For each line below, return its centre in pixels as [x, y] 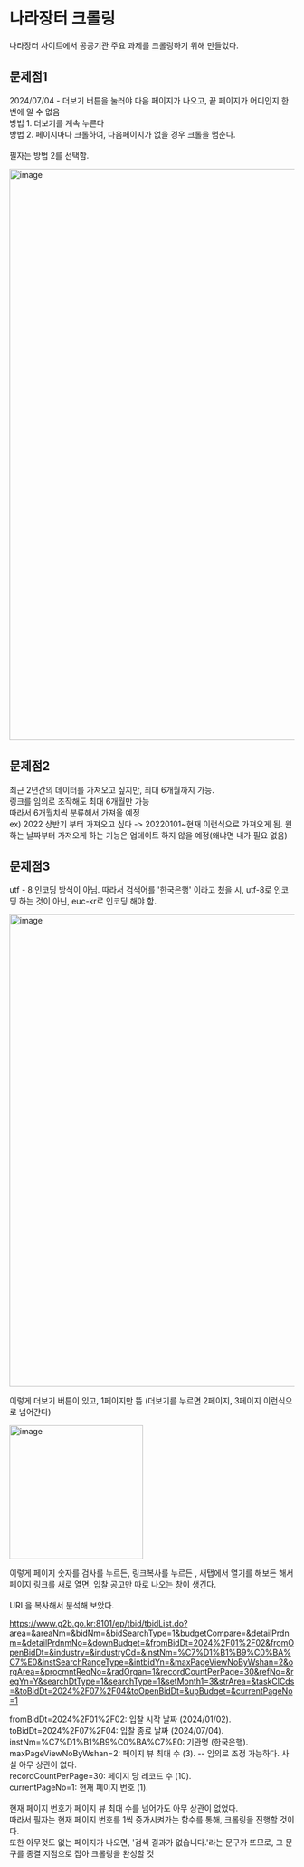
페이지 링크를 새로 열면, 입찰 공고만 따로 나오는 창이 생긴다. [113, 1585]
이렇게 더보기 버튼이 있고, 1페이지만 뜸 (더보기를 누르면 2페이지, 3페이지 [136, 1401]
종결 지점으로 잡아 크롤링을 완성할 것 [90, 1854]
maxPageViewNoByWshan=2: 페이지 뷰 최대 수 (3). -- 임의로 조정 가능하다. [145, 1754]
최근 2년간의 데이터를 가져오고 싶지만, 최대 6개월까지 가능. [112, 789]
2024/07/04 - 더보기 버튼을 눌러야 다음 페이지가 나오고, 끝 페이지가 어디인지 [144, 100]
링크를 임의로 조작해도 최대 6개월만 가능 [80, 801]
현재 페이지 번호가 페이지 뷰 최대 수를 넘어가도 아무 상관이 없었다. [124, 1808]
